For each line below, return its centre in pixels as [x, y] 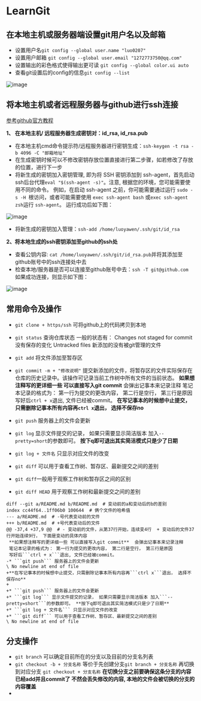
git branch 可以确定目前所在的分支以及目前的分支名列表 [84, 657]
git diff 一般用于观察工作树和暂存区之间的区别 [73, 479]
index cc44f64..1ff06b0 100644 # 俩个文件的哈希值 [68, 510]
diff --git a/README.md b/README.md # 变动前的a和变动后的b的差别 [87, 504]
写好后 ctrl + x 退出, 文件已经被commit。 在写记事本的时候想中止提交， [102, 400]
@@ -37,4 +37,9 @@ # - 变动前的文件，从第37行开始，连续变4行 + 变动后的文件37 [100, 529]
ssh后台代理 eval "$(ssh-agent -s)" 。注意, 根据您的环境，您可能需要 [100, 182]
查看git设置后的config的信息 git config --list [72, 72]
